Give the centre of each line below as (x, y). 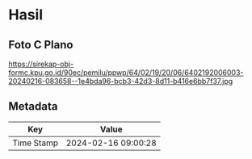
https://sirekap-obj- (41, 64)
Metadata (33, 107)
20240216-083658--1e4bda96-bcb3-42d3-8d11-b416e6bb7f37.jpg (121, 81)
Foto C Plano (41, 45)
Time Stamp (36, 143)
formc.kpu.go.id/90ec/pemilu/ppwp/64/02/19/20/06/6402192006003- (126, 73)
